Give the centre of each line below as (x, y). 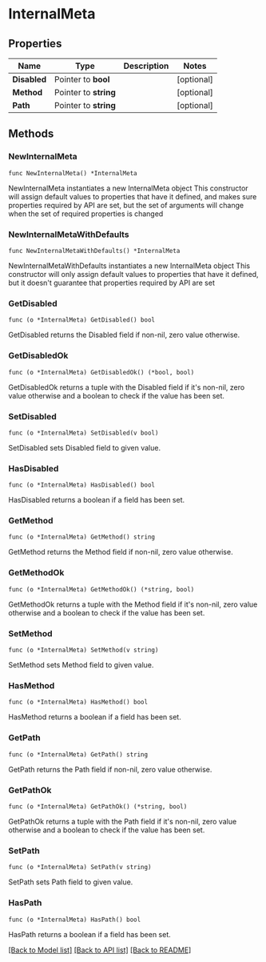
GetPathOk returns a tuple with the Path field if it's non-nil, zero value (123, 821)
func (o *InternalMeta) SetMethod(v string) (83, 650)
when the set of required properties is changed (86, 214)
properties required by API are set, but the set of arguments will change (126, 205)
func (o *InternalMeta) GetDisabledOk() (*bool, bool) (101, 372)
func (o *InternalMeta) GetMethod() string (82, 537)
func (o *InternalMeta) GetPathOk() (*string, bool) (98, 806)
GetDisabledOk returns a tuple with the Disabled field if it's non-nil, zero (127, 387)
